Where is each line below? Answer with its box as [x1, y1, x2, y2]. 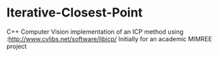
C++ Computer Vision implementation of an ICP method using [6, 27, 184, 36]
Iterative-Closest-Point [6, 5, 143, 21]
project [6, 42, 27, 50]
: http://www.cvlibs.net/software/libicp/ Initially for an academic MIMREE [6, 34, 213, 43]
